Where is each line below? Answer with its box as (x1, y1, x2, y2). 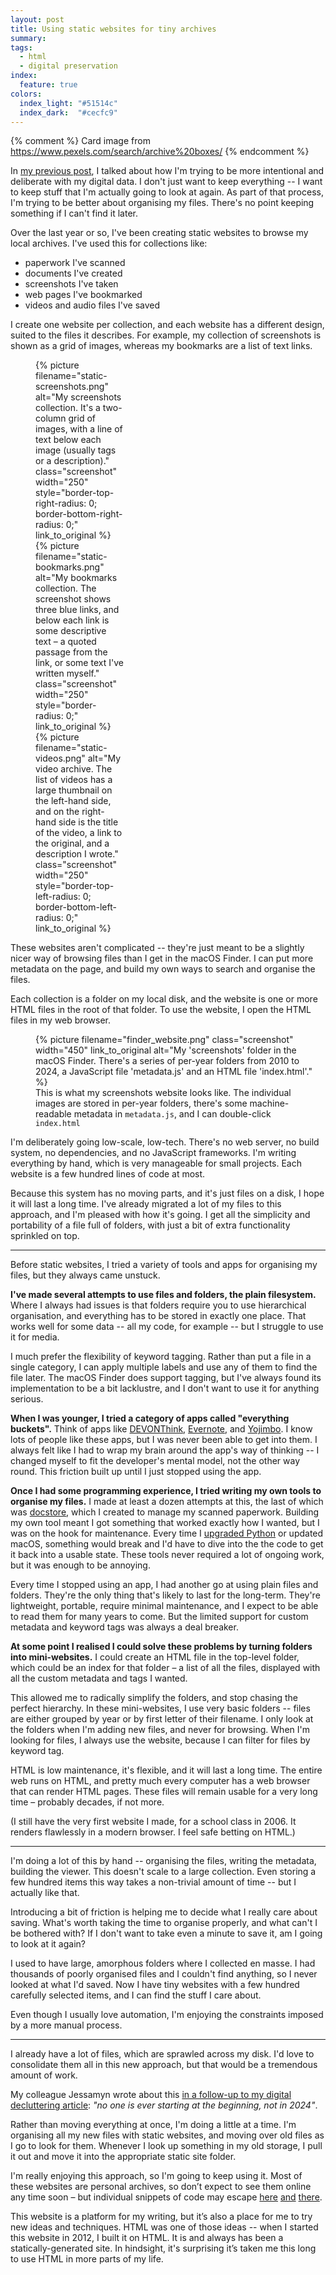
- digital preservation (19, 61, 118, 71)
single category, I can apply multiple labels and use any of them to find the (10, 1361, 318, 1373)
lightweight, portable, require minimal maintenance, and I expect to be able (10, 1600, 319, 1612)
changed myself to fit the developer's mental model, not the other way (10, 1455, 301, 1467)
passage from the (35, 646, 108, 658)
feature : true (19, 80, 78, 90)
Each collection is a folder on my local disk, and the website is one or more (10, 993, 318, 1005)
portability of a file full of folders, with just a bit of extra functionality (10, 1219, 291, 1231)
